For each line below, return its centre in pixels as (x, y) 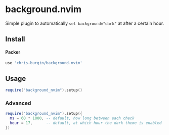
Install (15, 39)
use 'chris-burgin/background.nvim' (44, 63)
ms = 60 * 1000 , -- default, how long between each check (72, 118)
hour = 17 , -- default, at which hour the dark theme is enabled (86, 123)
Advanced (18, 103)
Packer (13, 52)
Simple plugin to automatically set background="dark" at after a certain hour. (85, 23)
